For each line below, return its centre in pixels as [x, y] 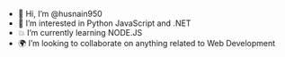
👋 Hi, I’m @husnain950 [60, 14]
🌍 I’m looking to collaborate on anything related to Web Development [147, 43]
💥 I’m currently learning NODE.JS [80, 33]
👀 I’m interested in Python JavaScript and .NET [104, 23]
